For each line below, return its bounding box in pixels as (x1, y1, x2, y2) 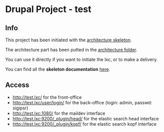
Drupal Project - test (5, 4, 92, 15)
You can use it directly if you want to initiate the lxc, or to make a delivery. (5, 56, 158, 62)
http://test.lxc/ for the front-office (12, 94, 82, 100)
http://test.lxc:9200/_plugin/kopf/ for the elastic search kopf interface (12, 121, 157, 127)
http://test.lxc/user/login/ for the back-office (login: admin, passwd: (12, 99, 152, 105)
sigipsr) (12, 105, 29, 111)
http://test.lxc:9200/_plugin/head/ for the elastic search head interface (12, 115, 159, 121)
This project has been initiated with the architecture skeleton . (5, 37, 132, 43)
